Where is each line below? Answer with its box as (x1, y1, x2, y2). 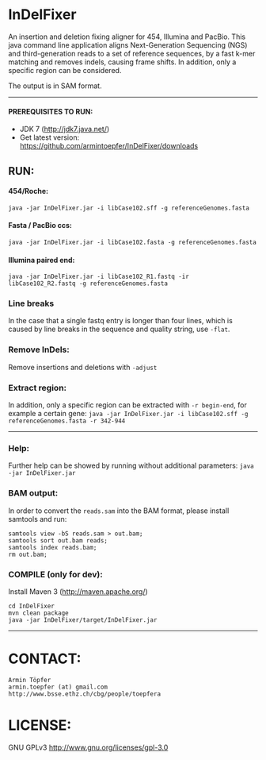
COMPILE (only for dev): (8, 569, 103, 580)
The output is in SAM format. (8, 81, 102, 91)
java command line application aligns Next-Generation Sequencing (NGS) (8, 40, 248, 49)
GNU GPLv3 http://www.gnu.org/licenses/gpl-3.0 (8, 743, 169, 752)
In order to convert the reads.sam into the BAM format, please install (8, 506, 230, 515)
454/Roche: (8, 187, 49, 196)
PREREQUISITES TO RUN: (8, 106, 93, 116)
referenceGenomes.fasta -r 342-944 (8, 417, 126, 426)
